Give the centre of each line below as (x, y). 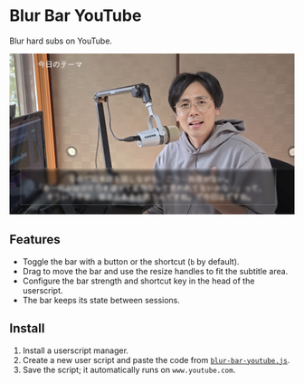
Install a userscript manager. (76, 350)
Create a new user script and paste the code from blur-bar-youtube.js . (156, 360)
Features (35, 240)
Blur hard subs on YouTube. (61, 41)
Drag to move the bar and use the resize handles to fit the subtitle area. (155, 271)
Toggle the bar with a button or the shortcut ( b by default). (131, 261)
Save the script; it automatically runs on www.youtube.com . (129, 370)
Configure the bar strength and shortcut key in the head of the (138, 281)
